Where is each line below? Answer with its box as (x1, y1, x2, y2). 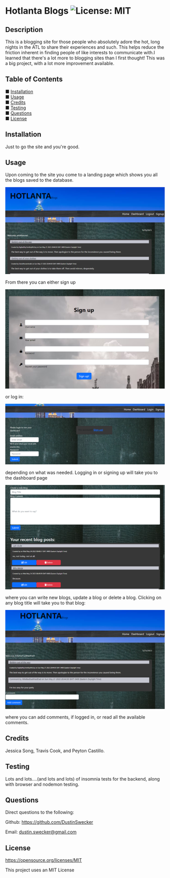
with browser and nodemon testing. (5, 781, 79, 787)
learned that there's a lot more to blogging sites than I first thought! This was (5, 55, 165, 61)
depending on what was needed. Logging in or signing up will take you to (5, 469, 158, 476)
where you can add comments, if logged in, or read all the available (5, 714, 146, 720)
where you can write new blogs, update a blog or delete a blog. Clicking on (5, 594, 162, 601)
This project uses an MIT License (5, 867, 75, 873)
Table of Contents (5, 75, 63, 84)
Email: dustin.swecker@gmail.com (5, 829, 77, 835)
